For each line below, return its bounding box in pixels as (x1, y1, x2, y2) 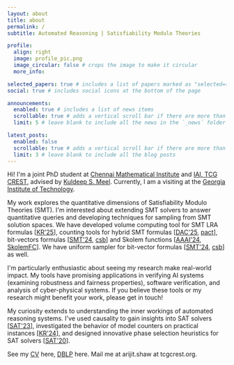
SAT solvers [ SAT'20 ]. (7, 336, 71, 345)
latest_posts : (7, 132, 49, 139)
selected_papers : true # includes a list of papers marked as (7, 81, 192, 88)
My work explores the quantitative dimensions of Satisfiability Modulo (7, 199, 208, 207)
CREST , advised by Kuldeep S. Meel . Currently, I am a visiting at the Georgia (7, 178, 226, 186)
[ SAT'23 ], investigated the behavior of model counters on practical (7, 322, 198, 330)
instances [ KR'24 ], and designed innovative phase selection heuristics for (7, 329, 219, 338)
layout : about (7, 10, 49, 17)
